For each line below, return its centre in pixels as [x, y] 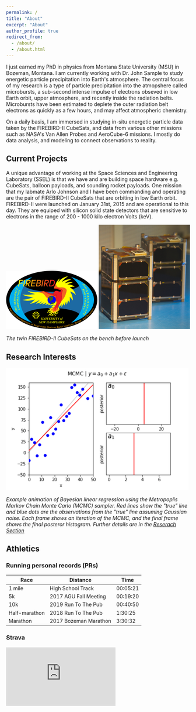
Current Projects [37, 159]
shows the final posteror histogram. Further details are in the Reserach [91, 524]
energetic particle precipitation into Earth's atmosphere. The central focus [95, 79]
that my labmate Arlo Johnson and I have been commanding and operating [96, 191]
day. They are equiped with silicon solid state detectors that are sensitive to [97, 210]
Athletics [23, 548]
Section [15, 530]
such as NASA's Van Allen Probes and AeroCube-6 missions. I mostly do [93, 134]
